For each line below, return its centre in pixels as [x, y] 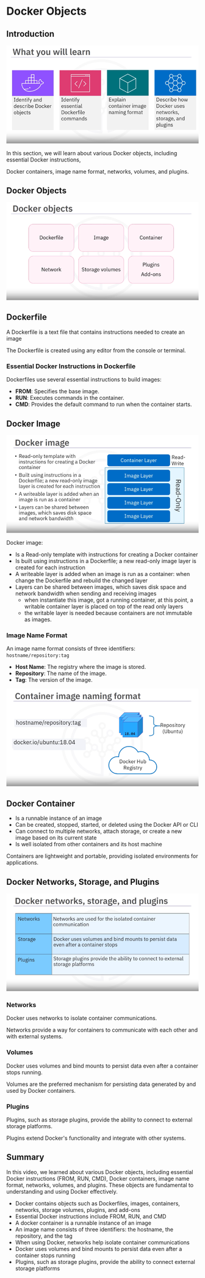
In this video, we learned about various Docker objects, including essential [100, 1172]
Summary [25, 1157]
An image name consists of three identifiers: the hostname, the [94, 1229]
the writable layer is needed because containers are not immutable [108, 613]
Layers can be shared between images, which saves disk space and [101, 587]
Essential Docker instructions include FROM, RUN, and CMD [91, 1216]
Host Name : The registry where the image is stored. [81, 667]
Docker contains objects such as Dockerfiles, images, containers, [97, 1203]
